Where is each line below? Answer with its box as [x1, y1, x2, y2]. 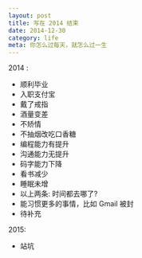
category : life [8, 33, 59, 42]
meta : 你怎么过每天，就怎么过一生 [8, 41, 108, 49]
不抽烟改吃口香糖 [19, 129, 77, 139]
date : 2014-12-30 [8, 26, 66, 34]
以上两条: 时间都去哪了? [19, 189, 98, 199]
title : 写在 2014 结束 [8, 19, 79, 27]
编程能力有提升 [19, 139, 69, 149]
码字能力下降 [19, 159, 62, 169]
